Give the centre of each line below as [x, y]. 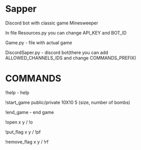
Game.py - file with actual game [39, 42]
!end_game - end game [30, 112]
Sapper [21, 9]
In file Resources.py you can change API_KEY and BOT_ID [66, 33]
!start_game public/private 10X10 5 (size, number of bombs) [68, 102]
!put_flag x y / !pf [23, 132]
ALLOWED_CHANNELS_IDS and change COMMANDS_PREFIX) [71, 58]
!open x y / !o [19, 122]
